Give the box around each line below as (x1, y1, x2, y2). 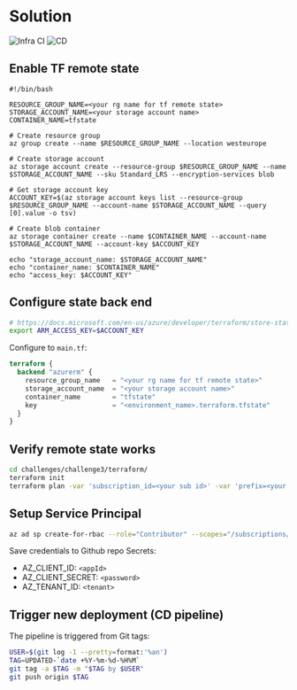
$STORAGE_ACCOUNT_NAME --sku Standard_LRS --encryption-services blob (9, 170, 275, 179)
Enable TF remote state (9, 61, 140, 76)
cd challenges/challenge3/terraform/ (9, 465, 148, 475)
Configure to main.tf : (9, 343, 88, 353)
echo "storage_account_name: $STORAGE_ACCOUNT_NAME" (9, 255, 208, 264)
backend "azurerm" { (17, 368, 93, 377)
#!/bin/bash (9, 84, 53, 94)
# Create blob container (9, 224, 101, 233)
